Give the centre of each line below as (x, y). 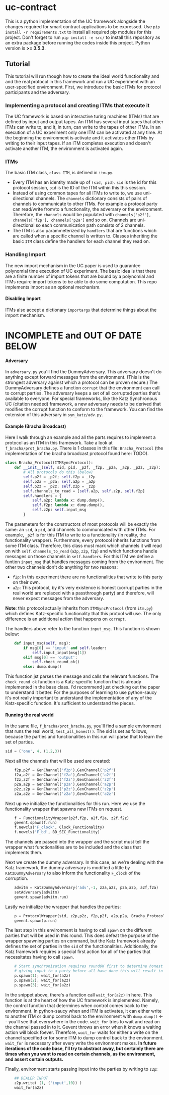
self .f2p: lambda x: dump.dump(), (68, 505)
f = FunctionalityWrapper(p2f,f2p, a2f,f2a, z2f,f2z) (72, 818)
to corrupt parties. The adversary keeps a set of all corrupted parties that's (83, 393)
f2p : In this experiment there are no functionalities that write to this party (88, 577)
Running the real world (29, 715)
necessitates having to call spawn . (40, 957)
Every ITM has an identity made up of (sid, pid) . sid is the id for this (84, 182)
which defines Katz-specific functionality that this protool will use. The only (83, 613)
